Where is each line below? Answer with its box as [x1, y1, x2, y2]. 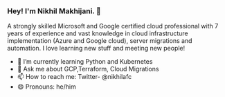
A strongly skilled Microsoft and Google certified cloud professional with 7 [7, 22, 219, 30]
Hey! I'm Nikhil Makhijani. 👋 [7, 6, 102, 16]
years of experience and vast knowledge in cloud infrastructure [7, 29, 188, 37]
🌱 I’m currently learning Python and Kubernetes [17, 58, 153, 66]
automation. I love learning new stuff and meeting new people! [7, 44, 186, 53]
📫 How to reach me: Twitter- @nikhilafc [17, 73, 132, 81]
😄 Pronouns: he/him [17, 82, 76, 91]
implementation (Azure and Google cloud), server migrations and [7, 37, 192, 45]
